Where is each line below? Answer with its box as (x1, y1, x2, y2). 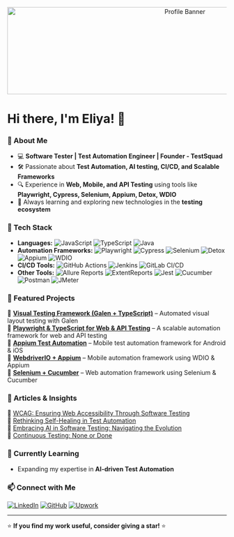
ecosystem (17, 205, 51, 214)
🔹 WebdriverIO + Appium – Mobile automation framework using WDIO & (7, 353, 215, 362)
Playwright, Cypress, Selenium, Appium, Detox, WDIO (17, 191, 177, 199)
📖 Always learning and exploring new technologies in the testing (17, 198, 203, 206)
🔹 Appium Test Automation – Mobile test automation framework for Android (7, 339, 226, 347)
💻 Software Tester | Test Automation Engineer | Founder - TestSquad (17, 152, 223, 161)
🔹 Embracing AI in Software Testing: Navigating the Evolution (7, 424, 182, 432)
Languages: (17, 238, 53, 247)
